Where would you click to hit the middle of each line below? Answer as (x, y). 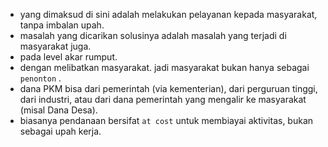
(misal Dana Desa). (58, 110)
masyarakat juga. (55, 46)
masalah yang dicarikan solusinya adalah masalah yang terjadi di (153, 35)
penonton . (40, 78)
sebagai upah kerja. (60, 131)
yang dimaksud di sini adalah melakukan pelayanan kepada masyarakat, (168, 14)
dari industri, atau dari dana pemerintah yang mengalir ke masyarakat (163, 99)
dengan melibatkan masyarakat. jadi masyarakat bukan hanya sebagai (164, 67)
